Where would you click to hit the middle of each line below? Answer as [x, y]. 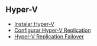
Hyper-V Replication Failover [49, 36]
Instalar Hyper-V [34, 24]
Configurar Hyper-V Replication [52, 30]
